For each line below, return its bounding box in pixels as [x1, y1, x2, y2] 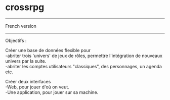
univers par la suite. [5, 58, 47, 64]
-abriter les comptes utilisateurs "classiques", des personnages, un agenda [5, 63, 162, 69]
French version [5, 23, 37, 29]
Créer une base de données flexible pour [5, 47, 91, 53]
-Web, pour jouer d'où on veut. [5, 84, 69, 90]
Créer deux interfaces [5, 78, 51, 84]
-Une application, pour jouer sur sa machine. [5, 89, 99, 95]
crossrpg [5, 2, 45, 13]
